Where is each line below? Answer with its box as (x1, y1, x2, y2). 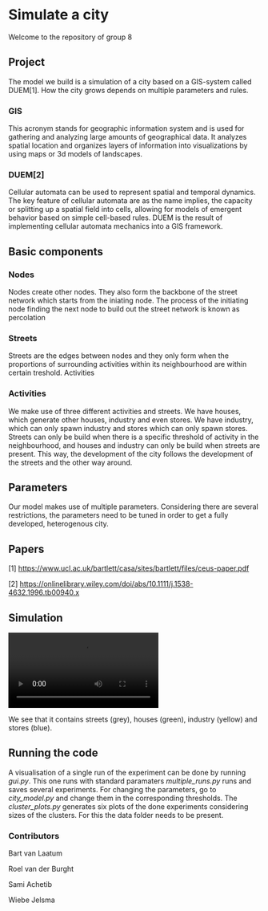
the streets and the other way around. (8, 458, 133, 467)
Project (8, 55, 46, 69)
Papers (8, 542, 45, 555)
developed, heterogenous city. (8, 519, 110, 529)
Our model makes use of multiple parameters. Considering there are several (8, 502, 258, 511)
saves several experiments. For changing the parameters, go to (8, 784, 217, 794)
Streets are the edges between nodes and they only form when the (8, 351, 230, 360)
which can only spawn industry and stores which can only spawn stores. (8, 423, 248, 433)
